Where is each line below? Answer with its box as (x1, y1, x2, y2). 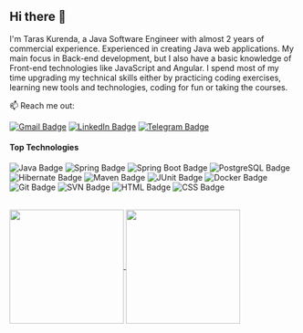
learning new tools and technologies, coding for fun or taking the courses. (9, 81, 288, 92)
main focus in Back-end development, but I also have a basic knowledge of (9, 52, 292, 64)
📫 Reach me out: (9, 99, 75, 110)
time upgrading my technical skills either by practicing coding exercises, (9, 72, 281, 83)
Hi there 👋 (9, 9, 67, 25)
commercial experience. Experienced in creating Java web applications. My (9, 43, 295, 54)
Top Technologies (9, 142, 79, 153)
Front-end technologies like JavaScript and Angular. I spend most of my (9, 62, 280, 73)
